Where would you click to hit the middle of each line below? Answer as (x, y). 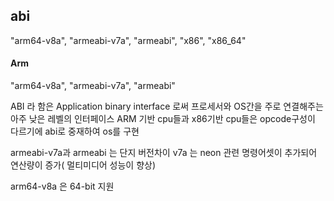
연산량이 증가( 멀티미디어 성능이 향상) (83, 165)
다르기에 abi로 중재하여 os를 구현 (75, 131)
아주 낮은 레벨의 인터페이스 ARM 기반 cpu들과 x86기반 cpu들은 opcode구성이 (163, 119)
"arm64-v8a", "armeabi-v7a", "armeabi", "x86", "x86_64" (128, 40)
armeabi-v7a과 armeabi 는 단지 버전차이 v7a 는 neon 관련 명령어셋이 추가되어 (164, 153)
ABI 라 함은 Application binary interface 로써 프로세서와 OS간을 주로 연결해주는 (167, 106)
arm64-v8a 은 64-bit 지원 (62, 186)
